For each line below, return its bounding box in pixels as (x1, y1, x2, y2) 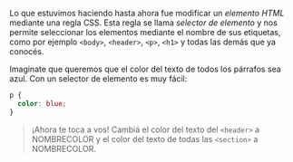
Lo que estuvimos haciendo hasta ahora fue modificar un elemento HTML (9, 8, 285, 18)
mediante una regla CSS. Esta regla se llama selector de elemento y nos (9, 17, 278, 28)
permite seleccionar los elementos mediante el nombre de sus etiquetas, (9, 27, 281, 37)
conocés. (9, 46, 44, 57)
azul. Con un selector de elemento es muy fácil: (9, 73, 188, 84)
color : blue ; (17, 99, 67, 108)
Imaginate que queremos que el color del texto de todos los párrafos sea (9, 63, 281, 74)
